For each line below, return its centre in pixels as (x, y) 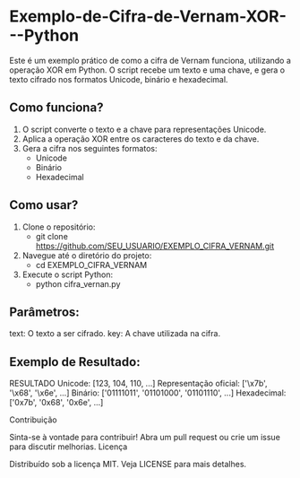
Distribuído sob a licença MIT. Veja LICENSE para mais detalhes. (128, 465)
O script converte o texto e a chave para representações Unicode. (144, 129)
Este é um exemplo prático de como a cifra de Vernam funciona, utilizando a (150, 60)
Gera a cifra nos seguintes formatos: (90, 148)
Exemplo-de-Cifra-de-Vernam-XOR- (148, 17)
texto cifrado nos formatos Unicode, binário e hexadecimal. (119, 79)
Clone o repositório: (59, 227)
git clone (52, 236)
